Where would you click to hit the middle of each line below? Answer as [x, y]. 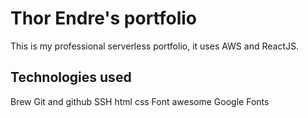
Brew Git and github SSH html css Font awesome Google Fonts [140, 101]
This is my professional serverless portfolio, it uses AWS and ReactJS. [154, 46]
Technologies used [71, 77]
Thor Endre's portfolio [104, 18]
